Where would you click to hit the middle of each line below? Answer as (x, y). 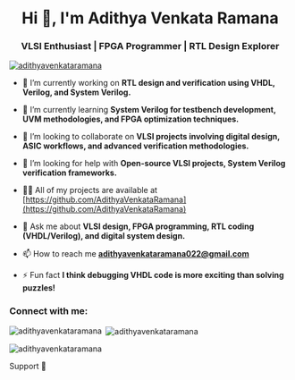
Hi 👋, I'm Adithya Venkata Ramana (150, 18)
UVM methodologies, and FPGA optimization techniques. (131, 119)
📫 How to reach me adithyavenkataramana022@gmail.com (135, 254)
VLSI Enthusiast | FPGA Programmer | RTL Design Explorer (150, 46)
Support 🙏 (28, 367)
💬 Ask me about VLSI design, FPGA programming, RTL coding (138, 226)
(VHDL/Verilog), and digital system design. (104, 236)
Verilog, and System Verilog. (76, 92)
